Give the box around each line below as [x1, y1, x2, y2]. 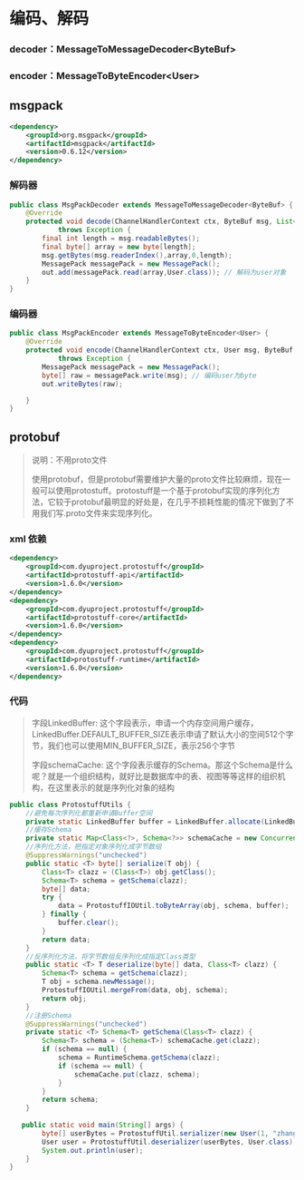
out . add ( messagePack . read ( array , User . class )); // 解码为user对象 [42, 268, 287, 277]
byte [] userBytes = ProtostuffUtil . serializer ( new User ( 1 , [42, 1128, 270, 1138]
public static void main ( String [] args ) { [21, 1121, 184, 1130]
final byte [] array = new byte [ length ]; [42, 242, 196, 251]
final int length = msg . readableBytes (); [42, 234, 201, 243]
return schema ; [42, 1095, 100, 1105]
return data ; [42, 935, 91, 944]
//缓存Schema [25, 825, 72, 834]
